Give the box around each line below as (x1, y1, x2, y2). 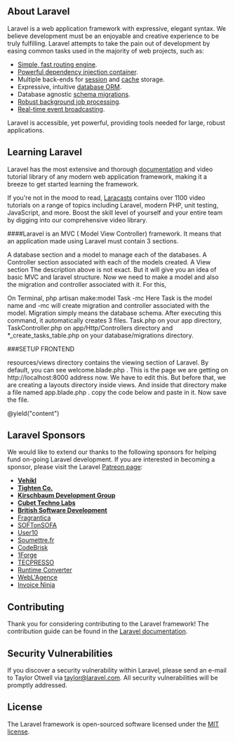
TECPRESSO (17, 558, 55, 567)
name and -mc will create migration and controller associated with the (7, 301, 210, 309)
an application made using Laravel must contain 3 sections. (7, 236, 179, 245)
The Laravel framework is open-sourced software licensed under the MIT (7, 720, 220, 728)
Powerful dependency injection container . (17, 67, 138, 76)
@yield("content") (7, 409, 60, 417)
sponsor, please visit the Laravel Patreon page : (7, 463, 143, 471)
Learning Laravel (7, 147, 83, 158)
